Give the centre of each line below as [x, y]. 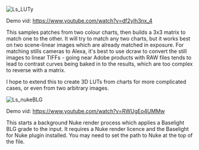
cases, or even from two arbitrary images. [57, 88]
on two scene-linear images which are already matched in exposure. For [95, 45]
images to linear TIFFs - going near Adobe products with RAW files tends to [99, 57]
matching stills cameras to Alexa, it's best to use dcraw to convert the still [97, 51]
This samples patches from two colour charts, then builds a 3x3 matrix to [96, 32]
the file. [15, 142]
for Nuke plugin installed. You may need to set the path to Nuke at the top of [99, 135]
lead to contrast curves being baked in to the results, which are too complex [99, 64]
